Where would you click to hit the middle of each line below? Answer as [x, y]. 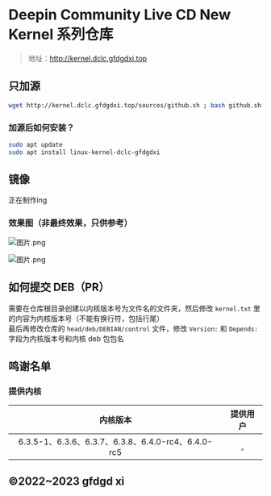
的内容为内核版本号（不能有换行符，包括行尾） [86, 318]
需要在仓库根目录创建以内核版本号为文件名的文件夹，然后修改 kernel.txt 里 [134, 308]
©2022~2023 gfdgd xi [67, 481]
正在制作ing [28, 200]
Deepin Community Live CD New [120, 15]
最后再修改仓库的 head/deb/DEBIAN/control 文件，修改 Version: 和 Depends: [133, 328]
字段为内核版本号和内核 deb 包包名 [67, 338]
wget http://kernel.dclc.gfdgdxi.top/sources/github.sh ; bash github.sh [135, 105]
